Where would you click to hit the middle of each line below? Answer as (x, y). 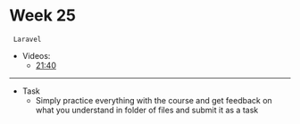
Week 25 (42, 16)
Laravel (27, 39)
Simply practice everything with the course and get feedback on (154, 100)
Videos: (36, 55)
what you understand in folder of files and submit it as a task (147, 110)
